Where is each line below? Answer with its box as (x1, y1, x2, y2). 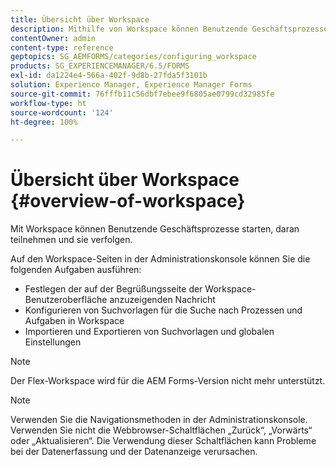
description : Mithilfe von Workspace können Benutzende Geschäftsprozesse (10, 24, 329, 34)
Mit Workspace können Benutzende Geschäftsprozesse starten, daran (10, 223, 300, 235)
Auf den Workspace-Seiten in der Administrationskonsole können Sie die (10, 253, 311, 265)
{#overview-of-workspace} (10, 190, 246, 213)
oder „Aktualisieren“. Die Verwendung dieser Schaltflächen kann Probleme (10, 435, 317, 447)
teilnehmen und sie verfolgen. (10, 234, 133, 246)
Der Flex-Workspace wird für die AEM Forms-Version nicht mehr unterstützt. (10, 375, 326, 387)
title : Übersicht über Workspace (10, 14, 150, 25)
